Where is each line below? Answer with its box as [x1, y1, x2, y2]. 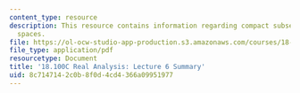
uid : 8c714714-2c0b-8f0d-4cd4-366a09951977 [9, 71, 174, 80]
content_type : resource [9, 12, 98, 22]
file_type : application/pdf [9, 46, 114, 55]
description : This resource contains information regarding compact [9, 21, 270, 30]
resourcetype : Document [9, 54, 98, 63]
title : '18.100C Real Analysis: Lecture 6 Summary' [9, 63, 205, 72]
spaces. [17, 29, 46, 38]
